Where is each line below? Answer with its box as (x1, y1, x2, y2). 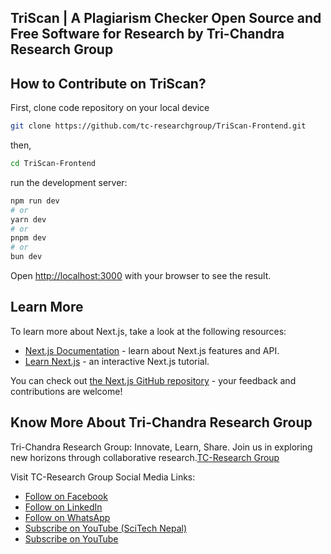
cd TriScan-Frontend (10, 159, 97, 169)
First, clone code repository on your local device (10, 102, 210, 114)
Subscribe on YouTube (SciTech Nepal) (24, 522, 188, 534)
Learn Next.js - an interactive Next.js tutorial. (24, 355, 210, 367)
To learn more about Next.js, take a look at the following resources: (10, 325, 287, 337)
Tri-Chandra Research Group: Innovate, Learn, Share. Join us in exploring (10, 441, 313, 453)
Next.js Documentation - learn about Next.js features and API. (24, 344, 280, 356)
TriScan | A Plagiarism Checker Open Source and (10, 10, 322, 27)
